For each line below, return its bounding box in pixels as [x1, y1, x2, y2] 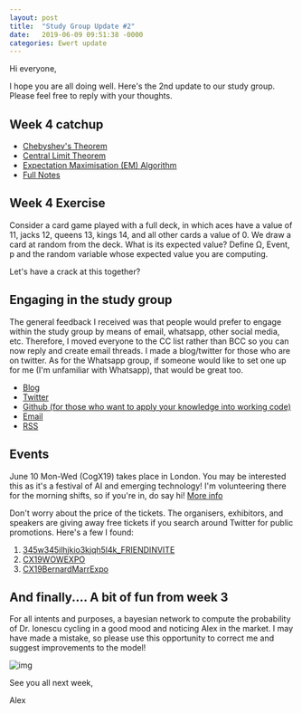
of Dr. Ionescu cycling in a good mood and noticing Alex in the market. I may [9, 623, 294, 634]
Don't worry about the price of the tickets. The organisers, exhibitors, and [9, 508, 284, 518]
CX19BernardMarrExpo [22, 563, 109, 575]
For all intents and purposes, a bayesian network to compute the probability [9, 613, 291, 624]
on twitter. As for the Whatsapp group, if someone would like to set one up [9, 355, 287, 366]
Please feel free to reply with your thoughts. [9, 90, 174, 101]
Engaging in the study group [9, 292, 173, 308]
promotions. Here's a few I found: [9, 527, 134, 537]
